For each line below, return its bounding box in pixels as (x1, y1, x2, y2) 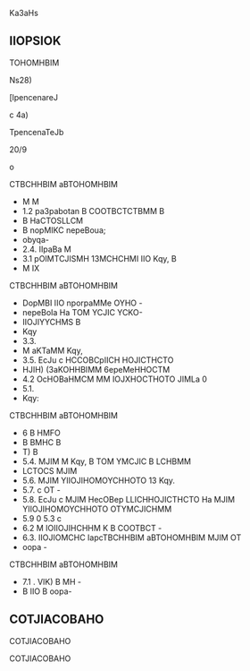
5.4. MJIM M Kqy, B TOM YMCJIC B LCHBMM (21, 456, 192, 467)
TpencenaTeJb (9, 126, 64, 137)
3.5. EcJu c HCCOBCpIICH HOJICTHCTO (21, 354, 174, 366)
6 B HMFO (21, 427, 61, 438)
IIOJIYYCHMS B (21, 316, 81, 327)
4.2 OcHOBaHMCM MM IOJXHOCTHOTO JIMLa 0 (21, 374, 208, 384)
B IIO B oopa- (21, 586, 72, 597)
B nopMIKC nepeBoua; (21, 224, 106, 236)
